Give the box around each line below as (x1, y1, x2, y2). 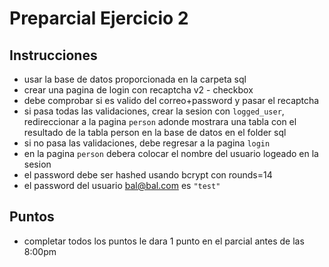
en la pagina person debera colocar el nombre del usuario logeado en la (23, 148, 319, 159)
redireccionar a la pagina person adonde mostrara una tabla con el (23, 116, 297, 127)
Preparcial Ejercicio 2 (9, 7, 189, 30)
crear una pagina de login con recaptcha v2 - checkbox (23, 84, 254, 96)
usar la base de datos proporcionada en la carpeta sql (23, 73, 247, 85)
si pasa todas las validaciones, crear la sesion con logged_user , (23, 105, 285, 117)
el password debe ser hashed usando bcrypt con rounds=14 (23, 169, 273, 181)
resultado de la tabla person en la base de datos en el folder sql (23, 127, 287, 138)
